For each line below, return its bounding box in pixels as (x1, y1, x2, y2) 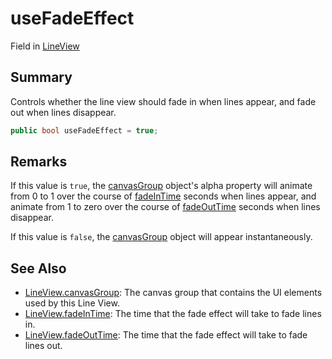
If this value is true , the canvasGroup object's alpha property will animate (10, 180, 313, 192)
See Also (10, 260, 67, 277)
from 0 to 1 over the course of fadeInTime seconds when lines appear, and (10, 190, 317, 202)
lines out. (24, 340, 63, 352)
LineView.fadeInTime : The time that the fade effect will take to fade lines (24, 308, 322, 320)
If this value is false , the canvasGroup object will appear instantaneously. (10, 231, 313, 243)
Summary (10, 69, 73, 86)
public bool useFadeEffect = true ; (10, 125, 159, 136)
